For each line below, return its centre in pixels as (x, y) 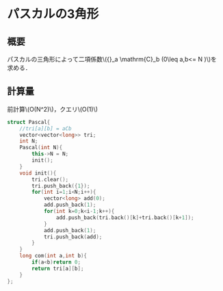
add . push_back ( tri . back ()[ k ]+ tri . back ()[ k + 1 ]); (125, 217)
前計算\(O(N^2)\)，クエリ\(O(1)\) (52, 109)
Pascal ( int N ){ (41, 148)
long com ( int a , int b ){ (53, 256)
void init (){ (38, 173)
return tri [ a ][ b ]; (58, 268)
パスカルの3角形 (53, 14)
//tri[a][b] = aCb (45, 128)
